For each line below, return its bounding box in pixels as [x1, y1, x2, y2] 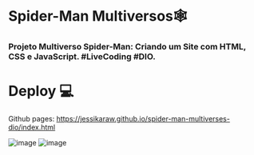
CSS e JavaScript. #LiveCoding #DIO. [8, 51, 156, 62]
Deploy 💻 [8, 82, 74, 101]
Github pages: [8, 114, 55, 124]
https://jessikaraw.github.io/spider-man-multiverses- [56, 114, 230, 124]
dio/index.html [8, 122, 56, 133]
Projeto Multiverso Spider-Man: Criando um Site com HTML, [8, 42, 246, 53]
